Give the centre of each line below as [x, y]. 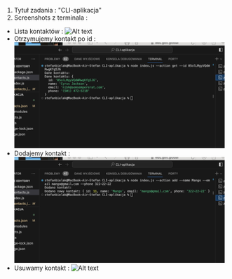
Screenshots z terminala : [51, 18]
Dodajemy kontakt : [42, 153]
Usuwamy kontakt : [42, 268]
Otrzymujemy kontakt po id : [55, 39]
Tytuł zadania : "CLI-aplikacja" [58, 10]
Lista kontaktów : [39, 31]
